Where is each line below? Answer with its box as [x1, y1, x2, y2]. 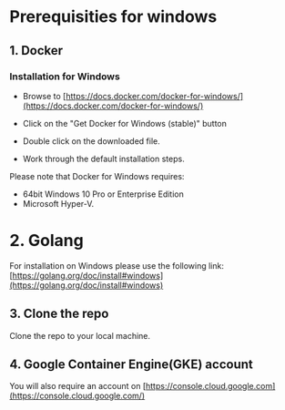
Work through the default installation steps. [22, 153, 185, 164]
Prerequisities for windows [9, 6, 218, 27]
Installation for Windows [9, 70, 120, 83]
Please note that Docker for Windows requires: [9, 170, 185, 181]
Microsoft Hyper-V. [22, 198, 95, 209]
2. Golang [9, 231, 84, 251]
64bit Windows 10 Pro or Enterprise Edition [22, 189, 184, 200]
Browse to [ [22, 90, 66, 101]
